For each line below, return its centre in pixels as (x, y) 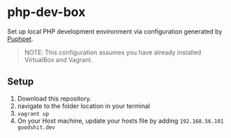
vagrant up (33, 114)
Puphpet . (20, 38)
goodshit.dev (36, 127)
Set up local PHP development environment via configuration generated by (115, 31)
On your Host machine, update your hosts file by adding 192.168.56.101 (120, 121)
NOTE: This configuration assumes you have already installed (113, 52)
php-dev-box (46, 12)
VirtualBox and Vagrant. (58, 59)
